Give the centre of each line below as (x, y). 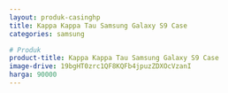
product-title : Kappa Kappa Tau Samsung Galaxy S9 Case (114, 58)
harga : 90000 (33, 75)
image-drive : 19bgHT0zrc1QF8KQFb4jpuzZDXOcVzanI (100, 66)
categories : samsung (47, 34)
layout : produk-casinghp (55, 17)
